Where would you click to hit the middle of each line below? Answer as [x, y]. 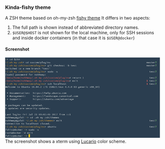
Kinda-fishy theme [28, 7]
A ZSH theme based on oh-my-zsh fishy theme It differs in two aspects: [78, 18]
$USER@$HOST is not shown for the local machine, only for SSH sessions [83, 33]
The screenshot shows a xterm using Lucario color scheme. [66, 141]
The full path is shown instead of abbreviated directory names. [76, 27]
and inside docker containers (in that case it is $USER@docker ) [73, 38]
